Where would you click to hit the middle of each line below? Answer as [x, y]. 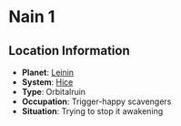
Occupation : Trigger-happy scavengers [96, 101]
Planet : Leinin [48, 72]
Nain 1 [32, 17]
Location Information [69, 51]
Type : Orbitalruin [54, 92]
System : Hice [47, 82]
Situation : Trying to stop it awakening [92, 111]
